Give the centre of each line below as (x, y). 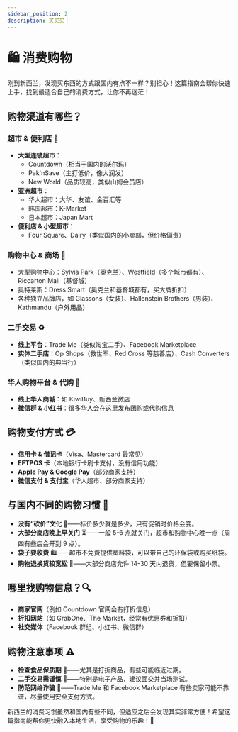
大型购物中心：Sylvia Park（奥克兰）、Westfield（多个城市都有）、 (113, 272)
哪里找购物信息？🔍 (49, 588)
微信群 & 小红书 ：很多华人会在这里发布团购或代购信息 (96, 408)
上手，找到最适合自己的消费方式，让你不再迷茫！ (79, 92)
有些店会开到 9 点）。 (54, 543)
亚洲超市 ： (33, 191)
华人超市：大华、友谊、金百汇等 (75, 200)
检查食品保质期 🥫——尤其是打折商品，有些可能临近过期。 (101, 670)
